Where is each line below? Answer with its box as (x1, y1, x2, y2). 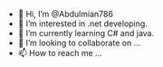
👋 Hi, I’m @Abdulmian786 (17, 9, 113, 19)
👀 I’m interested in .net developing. (17, 18, 148, 29)
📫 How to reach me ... (17, 48, 102, 58)
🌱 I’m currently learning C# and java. (17, 28, 155, 38)
